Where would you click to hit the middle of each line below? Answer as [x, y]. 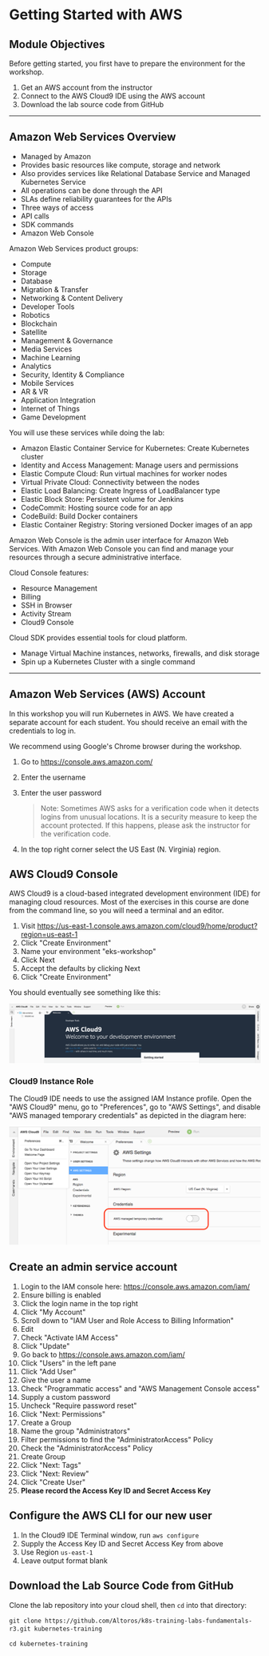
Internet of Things [50, 408]
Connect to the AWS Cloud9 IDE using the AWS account [113, 96]
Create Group [43, 1456]
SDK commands [47, 224]
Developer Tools [47, 307]
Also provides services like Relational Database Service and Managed [135, 173]
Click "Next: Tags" [51, 1465]
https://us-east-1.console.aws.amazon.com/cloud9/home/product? [147, 926]
